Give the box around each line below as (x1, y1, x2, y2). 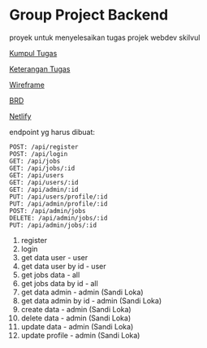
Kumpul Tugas (9, 48, 58, 58)
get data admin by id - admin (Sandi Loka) (20, 295, 162, 306)
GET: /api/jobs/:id (9, 164, 75, 172)
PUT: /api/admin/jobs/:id (9, 221, 97, 229)
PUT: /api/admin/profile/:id (9, 199, 108, 208)
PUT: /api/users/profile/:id (9, 193, 108, 201)
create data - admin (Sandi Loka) (20, 304, 132, 314)
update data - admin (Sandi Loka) (20, 321, 134, 331)
